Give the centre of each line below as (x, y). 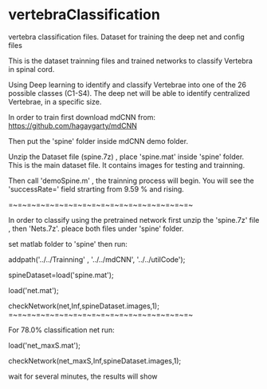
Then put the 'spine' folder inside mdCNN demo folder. (98, 141)
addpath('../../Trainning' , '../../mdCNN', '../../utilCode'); (97, 259)
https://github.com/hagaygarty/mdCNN (73, 125)
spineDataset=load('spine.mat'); (61, 275)
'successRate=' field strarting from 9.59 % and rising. (96, 189)
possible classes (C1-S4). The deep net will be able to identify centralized (129, 93)
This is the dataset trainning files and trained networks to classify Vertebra (131, 61)
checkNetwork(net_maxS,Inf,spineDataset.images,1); (95, 360)
